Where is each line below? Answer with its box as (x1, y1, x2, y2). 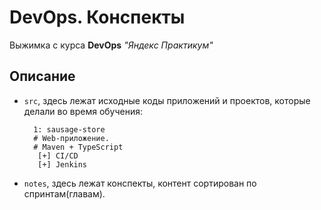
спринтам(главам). (23, 187, 106, 200)
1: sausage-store (33, 124, 106, 135)
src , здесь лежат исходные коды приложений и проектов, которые (23, 94, 311, 106)
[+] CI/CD (37, 151, 79, 161)
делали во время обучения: (23, 105, 144, 117)
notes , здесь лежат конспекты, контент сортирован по (23, 177, 257, 189)
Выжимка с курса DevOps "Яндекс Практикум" (9, 39, 214, 51)
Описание (9, 68, 76, 85)
